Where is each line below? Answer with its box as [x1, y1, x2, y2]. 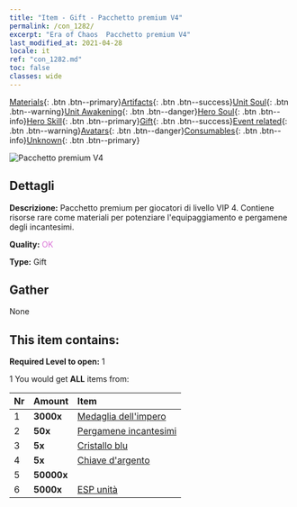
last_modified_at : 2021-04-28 [9, 38, 123, 48]
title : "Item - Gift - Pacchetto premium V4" [9, 13, 183, 23]
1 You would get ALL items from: [9, 374, 130, 385]
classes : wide [9, 72, 63, 81]
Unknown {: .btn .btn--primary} [26, 134, 140, 145]
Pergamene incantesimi [76, 425, 177, 438]
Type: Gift [9, 256, 47, 267]
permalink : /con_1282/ [9, 22, 94, 31]
